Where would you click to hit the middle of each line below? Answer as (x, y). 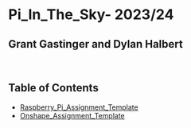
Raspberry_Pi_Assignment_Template (79, 107)
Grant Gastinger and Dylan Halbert (95, 44)
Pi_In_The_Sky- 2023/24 (91, 15)
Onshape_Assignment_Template (72, 115)
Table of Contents (54, 88)
